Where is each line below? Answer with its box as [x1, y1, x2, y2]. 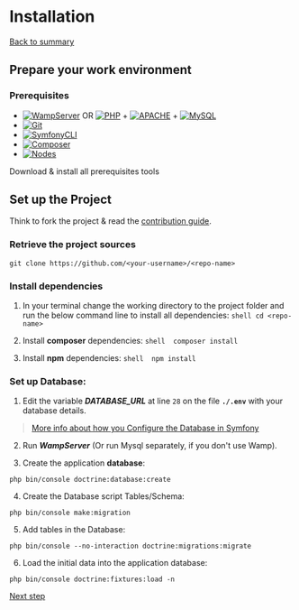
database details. [22, 405, 87, 416]
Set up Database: [9, 374, 86, 387]
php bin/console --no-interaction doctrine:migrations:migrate [9, 541, 252, 551]
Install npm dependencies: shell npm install [22, 353, 196, 364]
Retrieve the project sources [9, 238, 137, 251]
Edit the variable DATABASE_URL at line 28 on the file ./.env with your [22, 395, 284, 407]
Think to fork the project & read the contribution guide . [9, 216, 212, 226]
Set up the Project [9, 192, 113, 208]
